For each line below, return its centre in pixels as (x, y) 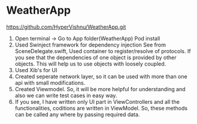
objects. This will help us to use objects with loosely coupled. (90, 64)
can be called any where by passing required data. (77, 114)
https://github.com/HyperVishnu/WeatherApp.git (66, 27)
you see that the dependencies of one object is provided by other (96, 57)
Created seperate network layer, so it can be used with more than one (101, 76)
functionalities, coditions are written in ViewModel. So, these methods (101, 108)
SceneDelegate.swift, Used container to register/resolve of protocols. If (103, 51)
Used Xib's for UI (36, 70)
